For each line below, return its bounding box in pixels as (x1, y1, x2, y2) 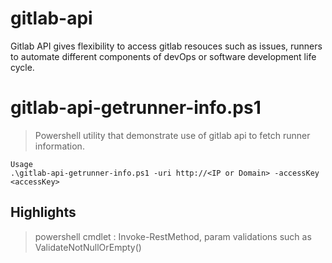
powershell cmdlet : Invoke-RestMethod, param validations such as (34, 230, 312, 242)
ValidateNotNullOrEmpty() (34, 241, 142, 253)
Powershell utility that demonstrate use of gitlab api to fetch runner (34, 129, 311, 141)
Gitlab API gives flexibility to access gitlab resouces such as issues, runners (10, 40, 323, 52)
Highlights (10, 204, 77, 221)
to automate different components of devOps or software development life (10, 50, 317, 62)
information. (34, 140, 85, 152)
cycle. (10, 61, 35, 73)
